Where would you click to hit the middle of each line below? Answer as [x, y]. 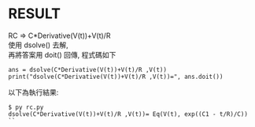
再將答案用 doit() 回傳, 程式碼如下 [62, 54]
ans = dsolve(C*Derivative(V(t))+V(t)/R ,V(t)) [88, 69]
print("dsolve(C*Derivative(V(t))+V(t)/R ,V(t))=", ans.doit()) [116, 77]
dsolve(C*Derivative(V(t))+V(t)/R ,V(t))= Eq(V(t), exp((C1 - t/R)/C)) [128, 114]
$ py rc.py [26, 107]
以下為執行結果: [33, 92]
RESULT [35, 14]
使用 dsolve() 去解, [38, 45]
